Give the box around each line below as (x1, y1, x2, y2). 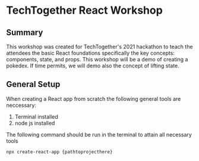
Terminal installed (14, 113, 58, 120)
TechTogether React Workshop (6, 4, 163, 17)
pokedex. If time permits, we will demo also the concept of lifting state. (6, 62, 179, 69)
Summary (6, 27, 43, 38)
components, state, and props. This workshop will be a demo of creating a (6, 56, 188, 63)
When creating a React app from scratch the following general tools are (6, 95, 181, 102)
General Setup (6, 79, 61, 89)
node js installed (14, 119, 55, 126)
